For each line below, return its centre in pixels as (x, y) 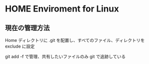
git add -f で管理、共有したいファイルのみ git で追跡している (66, 57)
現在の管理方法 (27, 28)
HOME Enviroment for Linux (62, 9)
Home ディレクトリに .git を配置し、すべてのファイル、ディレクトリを (75, 40)
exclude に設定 (20, 46)
